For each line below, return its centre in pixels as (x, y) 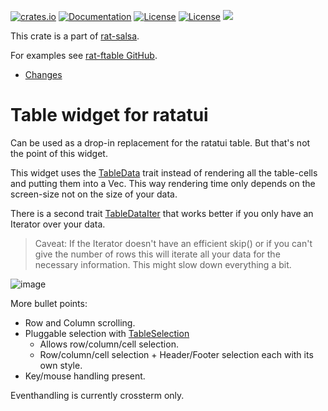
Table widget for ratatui (109, 115)
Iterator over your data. (58, 224)
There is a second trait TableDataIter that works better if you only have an (162, 213)
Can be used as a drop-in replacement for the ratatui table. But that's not (160, 142)
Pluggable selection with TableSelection (107, 333)
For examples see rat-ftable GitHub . (84, 55)
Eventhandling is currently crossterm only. (97, 395)
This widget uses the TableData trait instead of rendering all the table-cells (164, 172)
